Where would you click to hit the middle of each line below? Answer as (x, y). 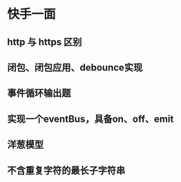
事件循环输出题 (39, 93)
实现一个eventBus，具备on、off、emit (90, 119)
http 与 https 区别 (45, 42)
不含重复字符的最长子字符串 (66, 170)
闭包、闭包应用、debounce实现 (75, 67)
